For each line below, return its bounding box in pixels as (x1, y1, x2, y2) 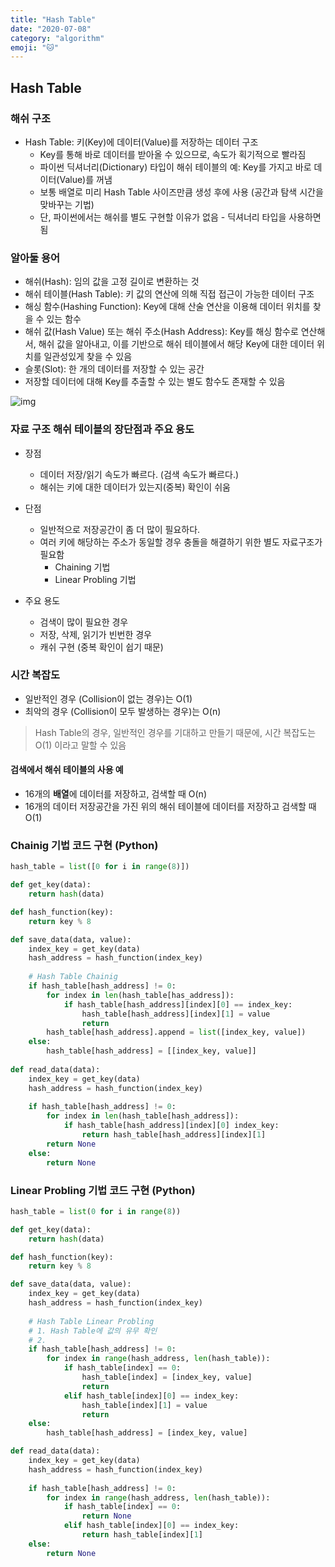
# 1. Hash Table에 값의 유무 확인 (28, 1326, 158, 1336)
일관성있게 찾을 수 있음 (43, 351, 133, 363)
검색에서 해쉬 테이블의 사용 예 (10, 764, 124, 776)
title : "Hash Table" (10, 14, 97, 25)
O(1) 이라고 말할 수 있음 (34, 739, 127, 751)
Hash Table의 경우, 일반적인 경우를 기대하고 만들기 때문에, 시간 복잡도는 (34, 726, 317, 738)
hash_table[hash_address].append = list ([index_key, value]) (46, 1027, 307, 1038)
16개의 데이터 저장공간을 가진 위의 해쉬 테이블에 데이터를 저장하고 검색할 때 (24, 801, 317, 813)
